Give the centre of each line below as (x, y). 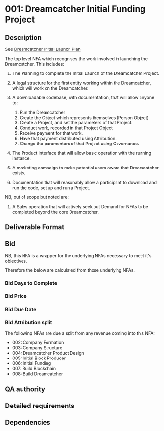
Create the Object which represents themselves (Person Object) (84, 118)
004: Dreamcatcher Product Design (48, 353)
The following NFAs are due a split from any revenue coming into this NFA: (80, 333)
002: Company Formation (38, 343)
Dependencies (28, 422)
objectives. (16, 261)
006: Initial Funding (32, 363)
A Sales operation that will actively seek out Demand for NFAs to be (80, 206)
